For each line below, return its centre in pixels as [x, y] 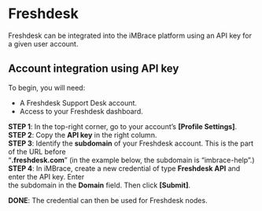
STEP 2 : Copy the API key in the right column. [83, 135]
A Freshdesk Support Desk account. [78, 102]
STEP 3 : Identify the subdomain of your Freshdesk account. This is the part [131, 143]
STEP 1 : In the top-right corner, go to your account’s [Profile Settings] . [123, 126]
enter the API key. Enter [46, 176]
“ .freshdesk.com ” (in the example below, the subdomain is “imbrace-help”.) [131, 160]
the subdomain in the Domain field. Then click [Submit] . [100, 185]
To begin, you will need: [47, 87]
